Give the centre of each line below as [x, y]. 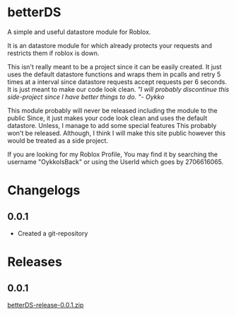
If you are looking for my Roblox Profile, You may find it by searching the [112, 154]
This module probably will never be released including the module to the [112, 110]
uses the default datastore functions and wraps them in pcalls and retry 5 [114, 74]
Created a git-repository [53, 233]
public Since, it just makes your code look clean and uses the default [107, 118]
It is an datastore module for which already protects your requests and [110, 45]
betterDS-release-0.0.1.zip [46, 305]
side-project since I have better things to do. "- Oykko [86, 97]
